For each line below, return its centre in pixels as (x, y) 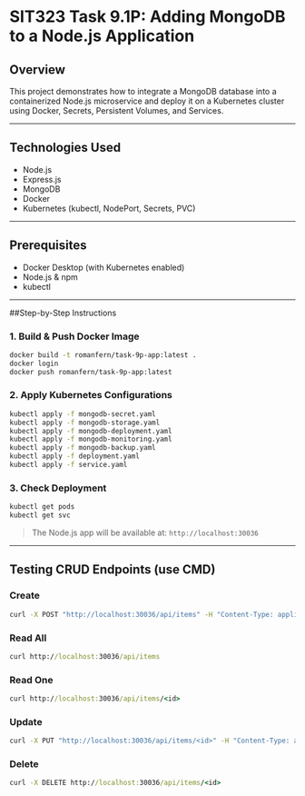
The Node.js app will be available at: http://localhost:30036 (145, 532)
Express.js (42, 179)
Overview (38, 70)
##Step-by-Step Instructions (63, 313)
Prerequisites (48, 246)
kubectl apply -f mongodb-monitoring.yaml (91, 439)
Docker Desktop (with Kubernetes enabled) (103, 267)
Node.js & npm (50, 277)
